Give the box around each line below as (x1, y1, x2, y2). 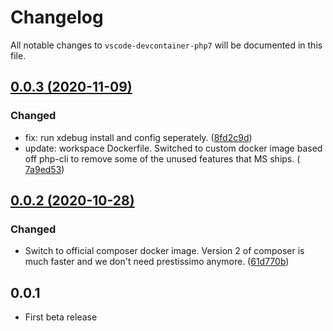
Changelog (10, 6, 104, 29)
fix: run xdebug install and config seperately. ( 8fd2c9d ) (24, 131, 253, 143)
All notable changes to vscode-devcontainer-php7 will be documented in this (10, 39, 323, 51)
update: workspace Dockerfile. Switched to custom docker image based (24, 142, 323, 154)
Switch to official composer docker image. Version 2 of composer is (24, 245, 305, 257)
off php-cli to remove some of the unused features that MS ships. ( (24, 152, 301, 165)
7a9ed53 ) (24, 163, 65, 175)
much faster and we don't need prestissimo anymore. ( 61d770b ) (24, 256, 290, 268)
